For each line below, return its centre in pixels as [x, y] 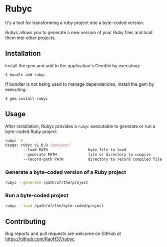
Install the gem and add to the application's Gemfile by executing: [73, 65]
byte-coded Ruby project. [32, 132]
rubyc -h [14, 141]
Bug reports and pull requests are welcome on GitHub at [63, 233]
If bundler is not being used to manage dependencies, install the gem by [80, 84]
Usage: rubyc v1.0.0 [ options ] [38, 145]
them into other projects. [30, 38]
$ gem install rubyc [27, 98]
